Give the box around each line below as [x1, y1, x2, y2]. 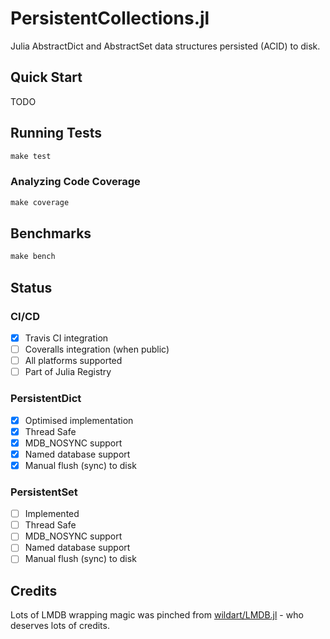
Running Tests [10, 125, 102, 142]
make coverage [10, 197, 70, 207]
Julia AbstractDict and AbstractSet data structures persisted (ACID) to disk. [10, 40, 321, 52]
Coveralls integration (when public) [24, 343, 170, 356]
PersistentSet [10, 485, 78, 499]
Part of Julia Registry [24, 366, 112, 378]
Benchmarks [10, 225, 92, 242]
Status [10, 279, 53, 296]
